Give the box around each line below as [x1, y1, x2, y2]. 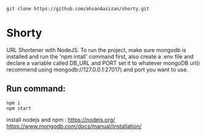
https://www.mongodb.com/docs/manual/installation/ [6, 123, 142, 130]
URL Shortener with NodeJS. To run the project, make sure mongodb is [6, 46, 187, 53]
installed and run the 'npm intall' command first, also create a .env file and [6, 53, 194, 60]
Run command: [6, 83, 66, 94]
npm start [6, 105, 32, 111]
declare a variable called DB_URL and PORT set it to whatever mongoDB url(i [6, 59, 200, 67]
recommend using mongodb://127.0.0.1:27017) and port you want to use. [6, 66, 188, 73]
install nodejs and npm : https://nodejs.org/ [6, 116, 115, 123]
